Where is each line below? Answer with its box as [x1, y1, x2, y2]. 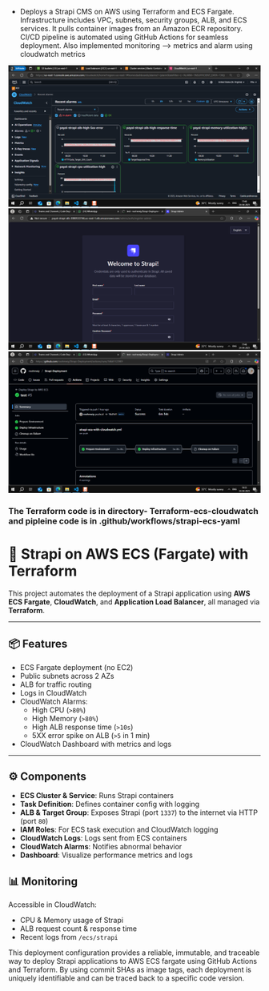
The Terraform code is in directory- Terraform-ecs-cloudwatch [8, 505, 259, 516]
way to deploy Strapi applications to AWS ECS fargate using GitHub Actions [8, 957, 258, 966]
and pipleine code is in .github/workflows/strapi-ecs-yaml [8, 516, 240, 527]
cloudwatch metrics [19, 50, 86, 58]
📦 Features [8, 637, 68, 651]
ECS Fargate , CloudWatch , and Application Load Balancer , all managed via [8, 596, 260, 607]
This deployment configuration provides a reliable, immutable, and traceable [8, 948, 260, 957]
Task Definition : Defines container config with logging [19, 800, 200, 809]
